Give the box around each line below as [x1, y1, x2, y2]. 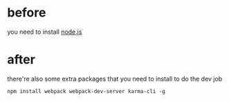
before [7, 5, 46, 21]
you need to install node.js [7, 28, 82, 36]
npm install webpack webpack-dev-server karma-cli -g [7, 88, 166, 94]
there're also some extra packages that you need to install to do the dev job [7, 74, 223, 83]
